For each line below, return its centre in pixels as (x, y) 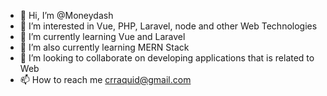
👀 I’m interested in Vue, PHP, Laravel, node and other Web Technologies (168, 26)
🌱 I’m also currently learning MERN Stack (104, 47)
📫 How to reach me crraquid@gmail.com (105, 79)
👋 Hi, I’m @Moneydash (66, 15)
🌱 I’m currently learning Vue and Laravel (102, 36)
